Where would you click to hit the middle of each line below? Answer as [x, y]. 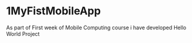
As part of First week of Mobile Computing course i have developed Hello [96, 27]
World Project [23, 33]
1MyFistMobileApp [54, 11]
